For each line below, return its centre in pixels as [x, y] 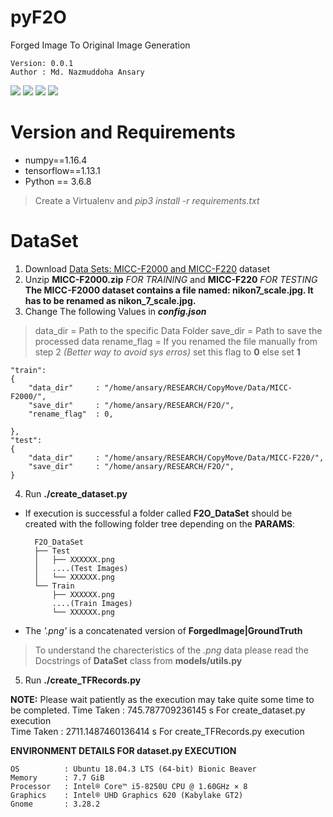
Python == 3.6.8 [58, 181]
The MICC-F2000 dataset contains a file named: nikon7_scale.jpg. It [169, 290]
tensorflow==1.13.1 [62, 170]
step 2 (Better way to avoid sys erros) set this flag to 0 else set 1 [167, 352]
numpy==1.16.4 [56, 160]
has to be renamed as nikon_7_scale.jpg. [110, 300]
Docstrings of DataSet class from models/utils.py [138, 660]
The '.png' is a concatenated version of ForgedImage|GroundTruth [163, 630]
